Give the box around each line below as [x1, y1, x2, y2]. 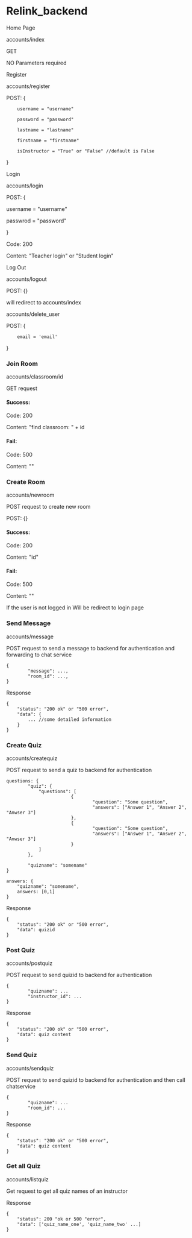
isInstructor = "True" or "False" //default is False [17, 148, 155, 154]
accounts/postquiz [6, 960, 53, 967]
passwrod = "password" [6, 217, 67, 224]
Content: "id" [6, 553, 39, 561]
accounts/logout [6, 275, 47, 283]
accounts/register [6, 83, 51, 90]
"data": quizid [17, 926, 55, 932]
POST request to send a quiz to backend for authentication [6, 766, 152, 773]
